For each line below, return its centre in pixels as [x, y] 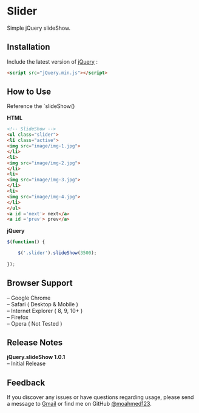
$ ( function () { [26, 242]
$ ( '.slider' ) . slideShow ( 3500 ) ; [57, 253]
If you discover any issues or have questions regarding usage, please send [100, 397]
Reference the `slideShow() [41, 106]
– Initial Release [26, 364]
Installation [29, 47]
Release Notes [35, 343]
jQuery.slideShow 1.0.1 [36, 357]
